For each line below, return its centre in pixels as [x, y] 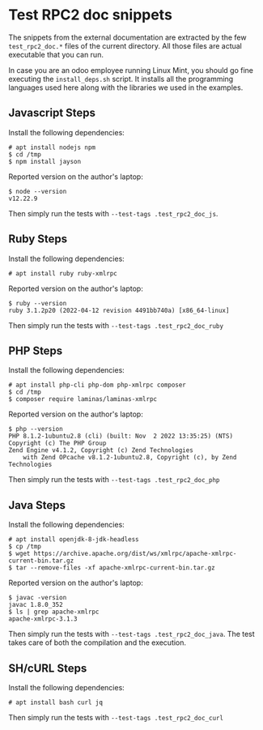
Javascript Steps [52, 113]
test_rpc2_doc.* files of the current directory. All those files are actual [125, 45]
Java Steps [37, 505]
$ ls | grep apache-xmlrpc [54, 612]
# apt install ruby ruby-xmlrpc [63, 273]
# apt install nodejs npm [52, 147]
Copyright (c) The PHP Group [57, 443]
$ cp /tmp [25, 547]
